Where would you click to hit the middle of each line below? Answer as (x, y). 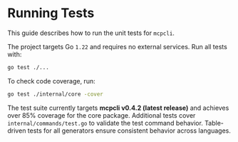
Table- (214, 123)
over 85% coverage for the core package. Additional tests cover (102, 115)
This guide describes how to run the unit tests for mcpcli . (91, 33)
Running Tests (51, 13)
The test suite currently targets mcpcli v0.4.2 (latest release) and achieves (118, 108)
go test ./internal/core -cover (55, 94)
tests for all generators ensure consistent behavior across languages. (129, 131)
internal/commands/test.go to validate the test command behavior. (105, 123)
